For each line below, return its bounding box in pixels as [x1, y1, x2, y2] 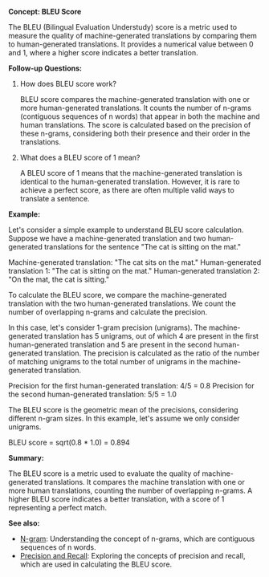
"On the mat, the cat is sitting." [8, 274, 110, 284]
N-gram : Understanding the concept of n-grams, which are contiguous [19, 534, 255, 543]
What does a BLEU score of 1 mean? [19, 152, 141, 162]
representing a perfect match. [8, 503, 107, 512]
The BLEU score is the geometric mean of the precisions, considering [8, 405, 238, 414]
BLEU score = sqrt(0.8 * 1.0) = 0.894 [8, 437, 130, 447]
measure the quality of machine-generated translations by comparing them [8, 31, 257, 40]
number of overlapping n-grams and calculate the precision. [8, 307, 207, 316]
